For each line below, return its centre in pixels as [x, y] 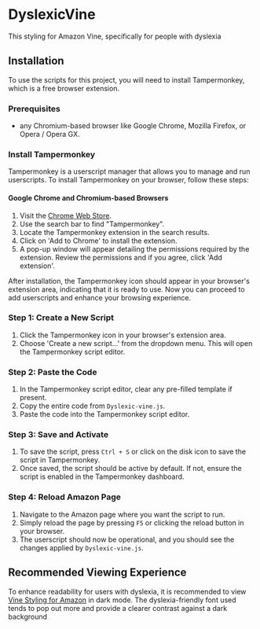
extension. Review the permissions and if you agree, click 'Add [121, 257]
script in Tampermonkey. [60, 460]
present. [33, 398]
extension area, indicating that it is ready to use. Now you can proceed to [126, 289]
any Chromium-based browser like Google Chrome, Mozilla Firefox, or [133, 126]
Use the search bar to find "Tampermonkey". [92, 224]
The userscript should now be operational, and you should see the [127, 539]
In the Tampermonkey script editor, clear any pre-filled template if [126, 389]
